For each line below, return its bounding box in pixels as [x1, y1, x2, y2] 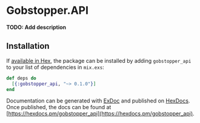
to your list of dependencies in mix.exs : [6, 63, 104, 71]
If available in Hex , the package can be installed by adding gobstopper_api [6, 57, 192, 64]
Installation [6, 41, 50, 51]
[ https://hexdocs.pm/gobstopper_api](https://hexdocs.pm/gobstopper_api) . [6, 110, 195, 118]
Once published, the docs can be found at [6, 104, 112, 111]
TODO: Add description [6, 24, 67, 31]
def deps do [6, 75, 36, 81]
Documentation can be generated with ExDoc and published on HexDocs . [6, 97, 190, 104]
